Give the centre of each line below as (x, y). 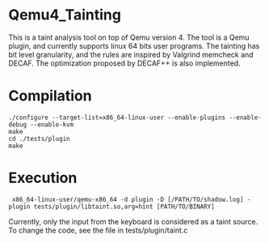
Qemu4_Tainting (65, 15)
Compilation (50, 96)
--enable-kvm (52, 124)
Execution (43, 178)
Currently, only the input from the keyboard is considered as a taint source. (133, 221)
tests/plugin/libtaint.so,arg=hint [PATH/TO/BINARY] (124, 207)
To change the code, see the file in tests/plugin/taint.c (98, 230)
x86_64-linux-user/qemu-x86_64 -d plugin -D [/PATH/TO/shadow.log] (128, 199)
